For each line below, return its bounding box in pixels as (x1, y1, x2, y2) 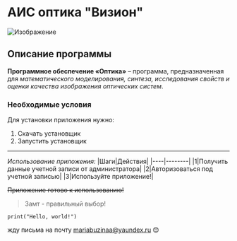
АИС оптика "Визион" (7, 4, 143, 20)
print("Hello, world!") (7, 213, 78, 221)
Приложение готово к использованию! (7, 186, 125, 194)
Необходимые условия (7, 100, 92, 110)
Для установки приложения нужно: (7, 116, 115, 124)
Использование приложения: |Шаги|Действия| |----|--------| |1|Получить (7, 157, 228, 166)
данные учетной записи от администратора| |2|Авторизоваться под (7, 165, 214, 173)
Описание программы (7, 48, 111, 60)
